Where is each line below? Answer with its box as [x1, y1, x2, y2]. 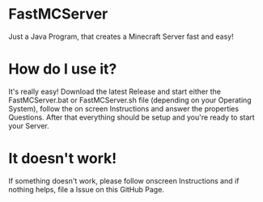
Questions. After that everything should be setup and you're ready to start [8, 112, 255, 122]
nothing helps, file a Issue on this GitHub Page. [8, 184, 164, 194]
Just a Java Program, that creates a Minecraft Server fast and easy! [8, 32, 234, 41]
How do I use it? [8, 60, 117, 78]
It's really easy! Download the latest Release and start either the [8, 86, 221, 96]
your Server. [8, 120, 50, 130]
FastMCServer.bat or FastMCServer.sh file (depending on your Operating [8, 95, 252, 105]
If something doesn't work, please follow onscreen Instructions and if [8, 175, 240, 186]
